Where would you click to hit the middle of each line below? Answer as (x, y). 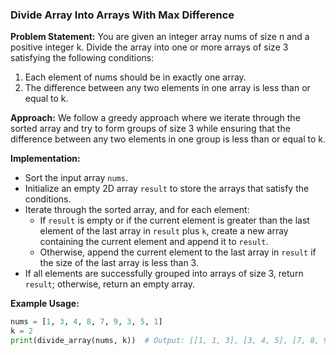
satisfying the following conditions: (82, 58)
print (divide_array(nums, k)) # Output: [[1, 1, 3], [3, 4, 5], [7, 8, (165, 341)
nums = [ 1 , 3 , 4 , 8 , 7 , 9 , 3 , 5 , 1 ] (86, 322)
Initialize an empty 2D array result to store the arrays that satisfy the (167, 189)
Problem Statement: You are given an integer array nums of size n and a (160, 37)
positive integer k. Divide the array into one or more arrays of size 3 (149, 47)
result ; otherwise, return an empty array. (110, 284)
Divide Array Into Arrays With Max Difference (122, 15)
